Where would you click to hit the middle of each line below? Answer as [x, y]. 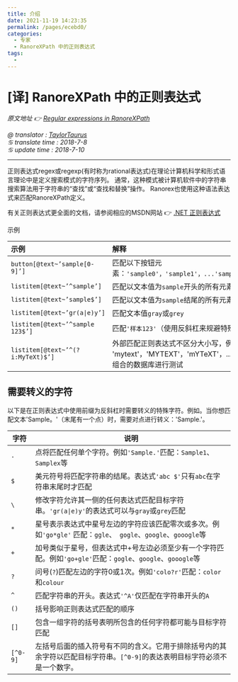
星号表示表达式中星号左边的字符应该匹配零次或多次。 [124, 523]
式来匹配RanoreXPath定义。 [48, 197]
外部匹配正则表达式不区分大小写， [169, 343]
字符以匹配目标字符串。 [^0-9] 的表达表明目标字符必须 [131, 657]
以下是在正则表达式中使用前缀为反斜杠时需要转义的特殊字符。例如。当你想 [116, 410]
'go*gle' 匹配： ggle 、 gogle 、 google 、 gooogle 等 [124, 534]
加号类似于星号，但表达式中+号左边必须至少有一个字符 [126, 547]
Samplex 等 [52, 462]
